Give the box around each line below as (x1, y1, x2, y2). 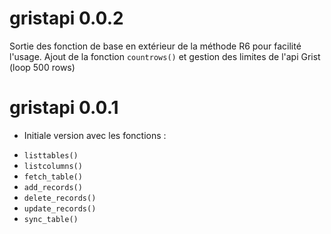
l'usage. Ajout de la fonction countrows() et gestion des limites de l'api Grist (9, 50, 321, 62)
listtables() (23, 150, 79, 161)
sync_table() (23, 214, 79, 224)
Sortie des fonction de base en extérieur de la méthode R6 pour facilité (9, 40, 302, 52)
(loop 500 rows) (9, 61, 76, 73)
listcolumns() (23, 161, 83, 171)
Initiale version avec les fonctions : (23, 129, 167, 141)
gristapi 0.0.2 (9, 7, 124, 30)
